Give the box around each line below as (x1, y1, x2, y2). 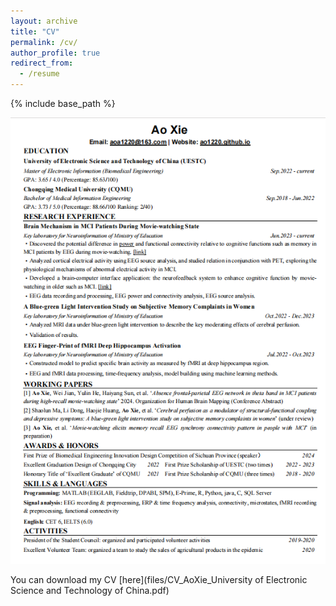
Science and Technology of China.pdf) (10, 585, 170, 597)
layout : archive (10, 16, 78, 26)
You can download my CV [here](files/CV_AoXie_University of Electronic (10, 574, 308, 586)
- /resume (19, 69, 60, 79)
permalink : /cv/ (10, 37, 78, 47)
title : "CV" (10, 26, 60, 37)
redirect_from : (10, 58, 74, 69)
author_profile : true (10, 48, 101, 58)
